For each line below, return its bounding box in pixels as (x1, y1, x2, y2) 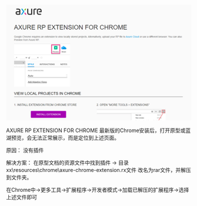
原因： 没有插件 (6, 146, 44, 154)
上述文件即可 (6, 193, 37, 201)
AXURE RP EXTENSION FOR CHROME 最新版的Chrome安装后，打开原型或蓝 (6, 127, 191, 134)
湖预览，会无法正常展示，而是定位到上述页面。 (6, 134, 119, 141)
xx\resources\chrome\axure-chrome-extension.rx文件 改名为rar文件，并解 (6, 166, 186, 173)
